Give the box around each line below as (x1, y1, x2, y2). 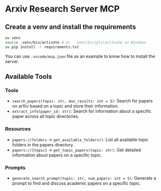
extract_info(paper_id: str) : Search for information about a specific (12, 108, 152, 114)
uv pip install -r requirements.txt (5, 45, 79, 49)
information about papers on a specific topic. (12, 152, 102, 158)
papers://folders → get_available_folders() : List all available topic (12, 137, 149, 143)
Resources (5, 126, 31, 132)
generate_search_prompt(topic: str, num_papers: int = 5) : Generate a (12, 175, 157, 181)
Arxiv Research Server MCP (5, 3, 120, 15)
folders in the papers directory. (12, 142, 74, 147)
